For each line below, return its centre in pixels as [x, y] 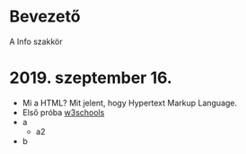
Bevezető [45, 17]
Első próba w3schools [63, 112]
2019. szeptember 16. [91, 78]
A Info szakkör [36, 41]
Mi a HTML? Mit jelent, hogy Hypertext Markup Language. [130, 103]
